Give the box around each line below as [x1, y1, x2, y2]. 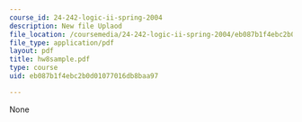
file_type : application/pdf [9, 38, 115, 48]
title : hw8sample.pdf [9, 55, 91, 64]
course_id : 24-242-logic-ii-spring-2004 [9, 13, 164, 22]
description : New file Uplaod [9, 22, 123, 30]
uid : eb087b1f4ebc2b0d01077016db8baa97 [9, 72, 159, 81]
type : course [9, 64, 58, 73]
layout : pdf [9, 47, 54, 56]
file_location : [9, 30, 67, 39]
